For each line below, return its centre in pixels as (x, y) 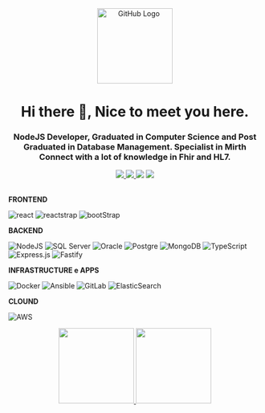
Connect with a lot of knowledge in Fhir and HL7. (135, 157)
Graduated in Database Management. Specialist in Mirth (135, 147)
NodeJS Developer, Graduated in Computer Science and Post (135, 137)
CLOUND (23, 301)
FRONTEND (28, 199)
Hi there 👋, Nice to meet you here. (135, 112)
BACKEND (26, 231)
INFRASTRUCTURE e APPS (54, 270)
